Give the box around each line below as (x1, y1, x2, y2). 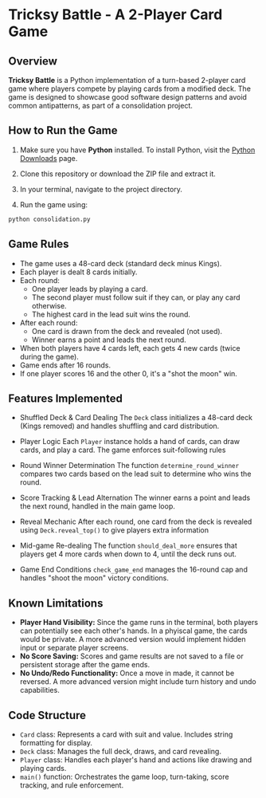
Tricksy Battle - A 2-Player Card (8, 6, 223, 24)
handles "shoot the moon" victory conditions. (19, 573, 169, 583)
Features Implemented (8, 391, 123, 405)
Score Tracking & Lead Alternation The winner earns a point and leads (19, 493, 251, 503)
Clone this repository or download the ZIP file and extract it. (19, 169, 217, 179)
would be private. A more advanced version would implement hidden (19, 635, 246, 644)
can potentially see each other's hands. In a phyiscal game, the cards (19, 626, 248, 635)
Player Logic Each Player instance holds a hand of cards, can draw (19, 437, 241, 446)
